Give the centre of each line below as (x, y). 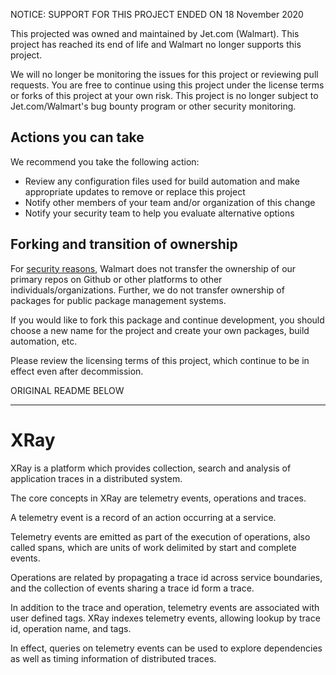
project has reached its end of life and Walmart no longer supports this (156, 44)
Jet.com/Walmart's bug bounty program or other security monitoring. (153, 106)
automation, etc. (44, 341)
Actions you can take (77, 137)
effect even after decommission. (77, 371)
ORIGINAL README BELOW (67, 390)
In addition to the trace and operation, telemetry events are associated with (165, 607)
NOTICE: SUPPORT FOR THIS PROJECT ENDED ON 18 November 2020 (157, 14)
